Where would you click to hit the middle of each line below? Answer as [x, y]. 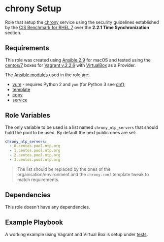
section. [13, 32]
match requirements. [38, 180]
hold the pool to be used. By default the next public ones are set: [71, 132]
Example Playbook [34, 223]
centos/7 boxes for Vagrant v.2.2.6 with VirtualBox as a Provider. [71, 65]
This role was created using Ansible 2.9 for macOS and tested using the [78, 60]
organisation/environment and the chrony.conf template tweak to [83, 174]
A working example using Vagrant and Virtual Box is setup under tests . [77, 234]
